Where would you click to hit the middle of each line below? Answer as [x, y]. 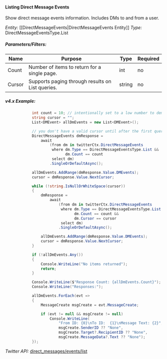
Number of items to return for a [65, 67]
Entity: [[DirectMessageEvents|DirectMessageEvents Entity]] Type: [74, 28]
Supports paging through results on [70, 81]
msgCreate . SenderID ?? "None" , [91, 328]
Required [148, 59]
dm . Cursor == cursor [95, 218]
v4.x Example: [20, 101]
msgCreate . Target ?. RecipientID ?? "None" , [103, 333]
